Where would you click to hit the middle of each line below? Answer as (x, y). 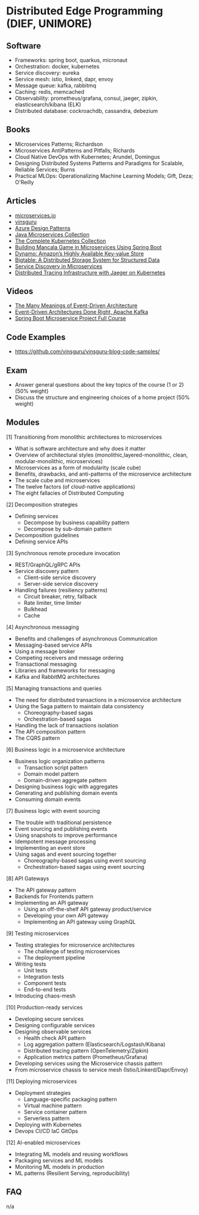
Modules (23, 423)
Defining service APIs (42, 541)
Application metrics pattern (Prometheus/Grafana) (85, 1057)
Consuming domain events (48, 799)
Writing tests (30, 964)
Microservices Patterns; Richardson (59, 144)
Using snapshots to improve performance (66, 835)
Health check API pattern (55, 1038)
